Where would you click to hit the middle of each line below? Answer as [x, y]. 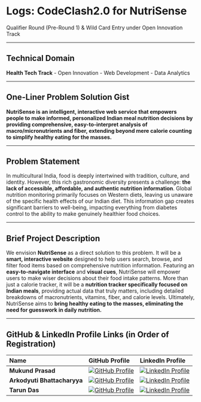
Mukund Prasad [32, 371]
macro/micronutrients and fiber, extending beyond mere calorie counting [99, 130]
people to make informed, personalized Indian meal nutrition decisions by [100, 118]
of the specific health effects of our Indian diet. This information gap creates [100, 201]
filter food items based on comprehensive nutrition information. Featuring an [100, 266]
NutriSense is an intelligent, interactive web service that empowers [92, 111]
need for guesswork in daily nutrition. [54, 310]
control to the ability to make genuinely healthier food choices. [83, 214]
